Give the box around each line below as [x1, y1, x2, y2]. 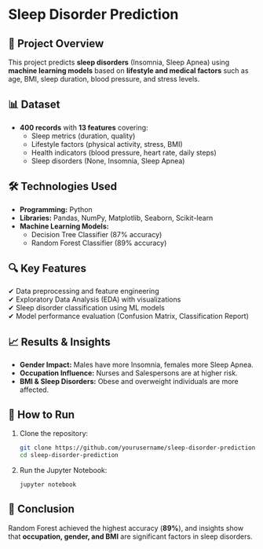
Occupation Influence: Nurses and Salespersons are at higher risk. [19, 368, 238, 378]
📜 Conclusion [8, 503, 75, 516]
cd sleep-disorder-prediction [19, 451, 119, 459]
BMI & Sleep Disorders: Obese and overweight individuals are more [19, 377, 239, 386]
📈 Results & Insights [8, 335, 111, 349]
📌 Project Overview [8, 37, 104, 50]
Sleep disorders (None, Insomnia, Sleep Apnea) [31, 156, 185, 166]
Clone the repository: [19, 429, 89, 438]
